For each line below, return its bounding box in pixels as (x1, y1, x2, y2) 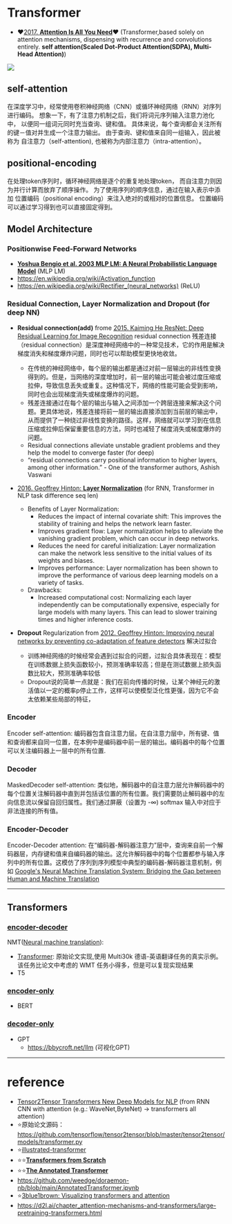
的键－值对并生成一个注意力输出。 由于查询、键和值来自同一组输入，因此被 (7, 128, 221, 137)
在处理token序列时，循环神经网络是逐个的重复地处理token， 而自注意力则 (7, 177, 216, 185)
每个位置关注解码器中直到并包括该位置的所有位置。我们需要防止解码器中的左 (7, 789, 225, 798)
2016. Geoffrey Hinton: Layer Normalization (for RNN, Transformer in (17, 484, 215, 492)
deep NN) (7, 308, 40, 317)
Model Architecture (7, 223, 93, 235)
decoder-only (7, 1019, 55, 1029)
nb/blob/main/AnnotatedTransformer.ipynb (17, 1183, 139, 1191)
